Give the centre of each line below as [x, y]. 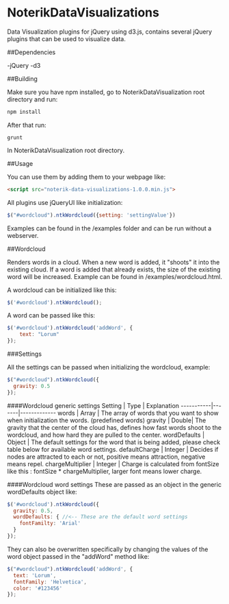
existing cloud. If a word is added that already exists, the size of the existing [114, 269]
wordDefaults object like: [42, 492]
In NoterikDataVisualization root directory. [66, 150]
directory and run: [32, 99]
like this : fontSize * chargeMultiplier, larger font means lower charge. [105, 471]
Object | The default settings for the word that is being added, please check [114, 442]
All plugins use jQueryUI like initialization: [65, 202]
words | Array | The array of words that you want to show [138, 413]
